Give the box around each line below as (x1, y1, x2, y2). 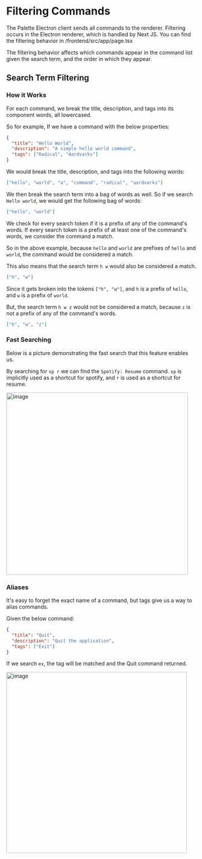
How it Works (6, 91, 46, 99)
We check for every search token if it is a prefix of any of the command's (6, 220, 188, 227)
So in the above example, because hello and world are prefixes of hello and (6, 244, 196, 252)
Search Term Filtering (6, 73, 89, 83)
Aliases (6, 583, 29, 591)
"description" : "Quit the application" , (11, 638, 115, 644)
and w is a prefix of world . (6, 292, 69, 299)
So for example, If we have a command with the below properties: (6, 123, 170, 130)
